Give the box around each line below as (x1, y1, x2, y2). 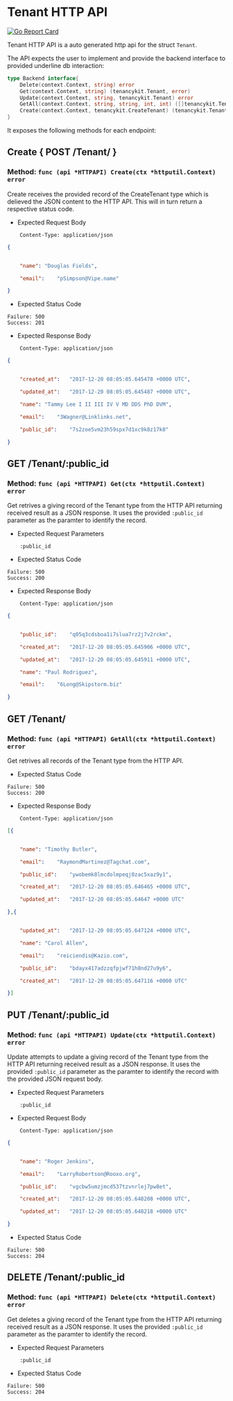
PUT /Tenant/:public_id (7, 1009, 110, 1021)
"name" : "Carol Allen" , (19, 939, 89, 947)
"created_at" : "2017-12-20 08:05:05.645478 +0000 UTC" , (19, 376, 191, 383)
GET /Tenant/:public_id (7, 458, 110, 470)
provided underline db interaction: (7, 61, 105, 69)
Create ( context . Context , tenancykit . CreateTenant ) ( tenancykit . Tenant (19, 107, 228, 115)
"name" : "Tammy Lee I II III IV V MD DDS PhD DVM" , (19, 401, 172, 408)
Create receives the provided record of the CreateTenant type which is (7, 190, 209, 198)
